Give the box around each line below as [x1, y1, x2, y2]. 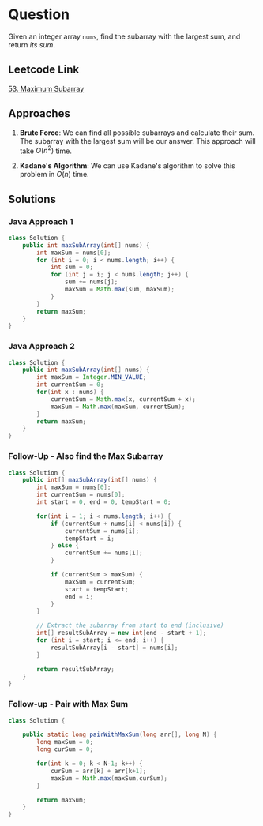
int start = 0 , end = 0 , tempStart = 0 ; [36, 498, 171, 506]
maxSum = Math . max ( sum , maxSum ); [64, 286, 175, 294]
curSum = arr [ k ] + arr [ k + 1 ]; [50, 767, 147, 775]
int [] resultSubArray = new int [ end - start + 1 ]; [36, 629, 207, 637]
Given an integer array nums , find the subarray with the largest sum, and [8, 32, 241, 41]
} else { [50, 542, 80, 550]
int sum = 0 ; [50, 263, 93, 272]
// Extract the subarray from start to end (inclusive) [36, 621, 224, 629]
